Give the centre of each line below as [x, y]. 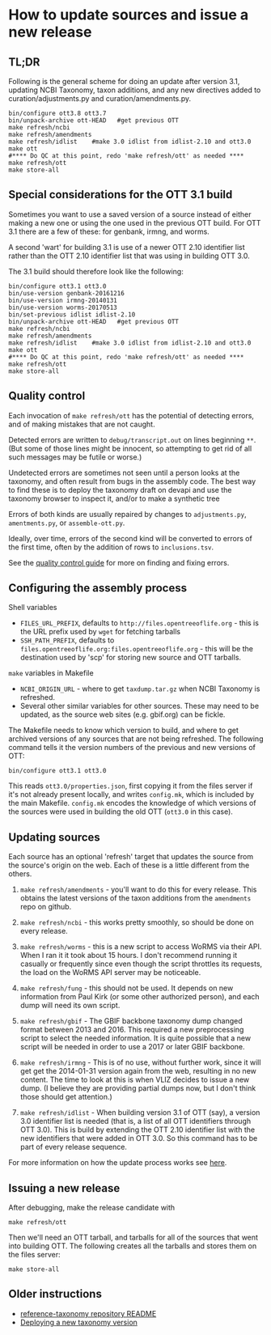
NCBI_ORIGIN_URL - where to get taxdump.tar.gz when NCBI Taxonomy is [140, 689]
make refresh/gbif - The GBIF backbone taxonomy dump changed [131, 1021]
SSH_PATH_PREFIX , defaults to [67, 640]
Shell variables [33, 608]
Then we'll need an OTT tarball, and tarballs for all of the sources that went [133, 1238]
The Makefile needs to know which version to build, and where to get [123, 731]
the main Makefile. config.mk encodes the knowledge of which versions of [132, 803]
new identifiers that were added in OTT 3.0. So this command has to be [139, 1138]
